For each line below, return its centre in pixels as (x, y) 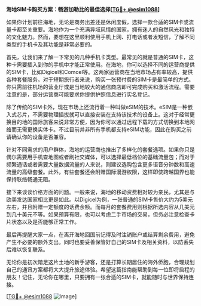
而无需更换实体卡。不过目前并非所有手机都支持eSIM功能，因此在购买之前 (101, 129)
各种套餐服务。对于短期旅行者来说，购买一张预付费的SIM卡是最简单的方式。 (100, 79)
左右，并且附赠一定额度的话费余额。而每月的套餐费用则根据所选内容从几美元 (100, 207)
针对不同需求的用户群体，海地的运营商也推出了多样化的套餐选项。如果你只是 (100, 149)
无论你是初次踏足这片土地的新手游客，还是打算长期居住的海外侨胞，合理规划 (100, 262)
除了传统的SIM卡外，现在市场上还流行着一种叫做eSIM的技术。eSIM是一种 (97, 107)
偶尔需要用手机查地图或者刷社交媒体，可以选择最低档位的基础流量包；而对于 (100, 157)
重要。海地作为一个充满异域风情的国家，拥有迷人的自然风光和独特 (113, 30)
